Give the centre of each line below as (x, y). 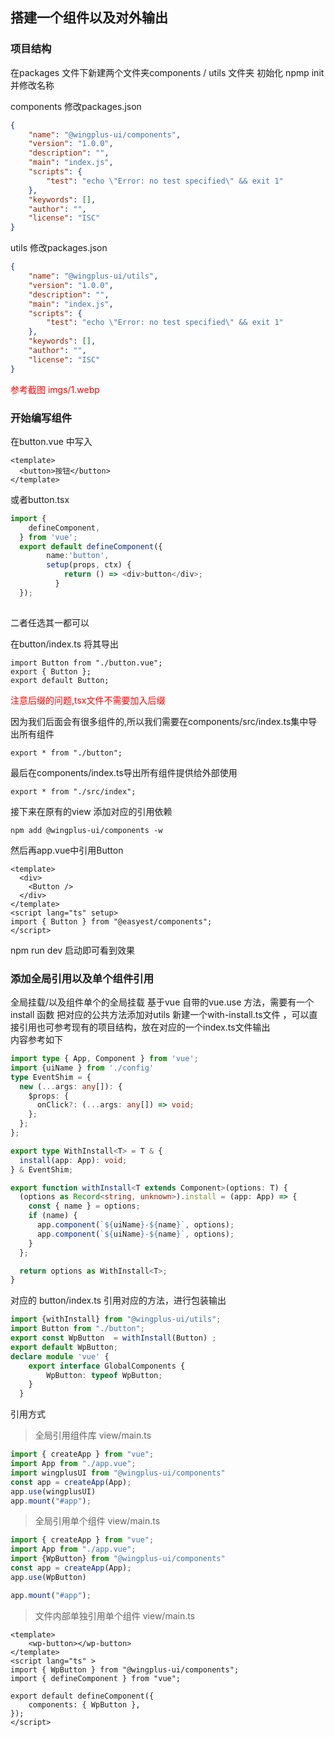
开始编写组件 (41, 418)
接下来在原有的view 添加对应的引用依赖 (91, 811)
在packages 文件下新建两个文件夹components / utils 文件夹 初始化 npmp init (167, 72)
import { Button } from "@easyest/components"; (111, 921)
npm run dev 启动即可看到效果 (73, 950)
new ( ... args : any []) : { (71, 1086)
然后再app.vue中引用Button (67, 850)
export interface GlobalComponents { (107, 1366)
